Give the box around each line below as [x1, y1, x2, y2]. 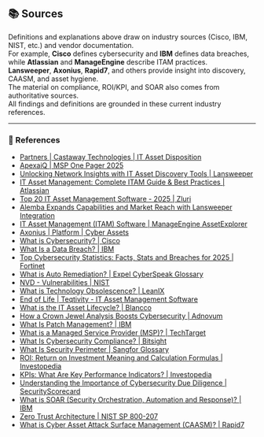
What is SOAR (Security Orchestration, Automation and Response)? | [19, 395, 242, 405]
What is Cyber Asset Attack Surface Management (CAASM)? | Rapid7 [19, 420, 245, 430]
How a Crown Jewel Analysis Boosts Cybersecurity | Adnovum [19, 311, 223, 321]
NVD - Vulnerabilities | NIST [19, 278, 110, 287]
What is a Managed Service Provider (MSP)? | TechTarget [19, 328, 207, 338]
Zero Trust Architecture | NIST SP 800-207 [19, 412, 159, 421]
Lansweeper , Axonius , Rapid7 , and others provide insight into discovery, [8, 65, 246, 75]
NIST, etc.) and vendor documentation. [8, 40, 134, 50]
